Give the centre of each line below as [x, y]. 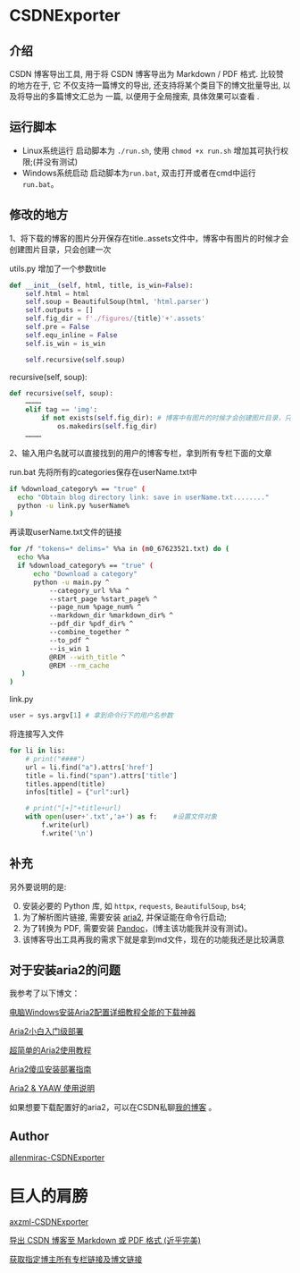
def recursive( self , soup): [62, 393]
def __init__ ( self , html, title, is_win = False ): [101, 285]
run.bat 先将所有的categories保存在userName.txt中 [104, 471]
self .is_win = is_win [65, 344]
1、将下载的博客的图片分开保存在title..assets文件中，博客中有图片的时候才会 [149, 238]
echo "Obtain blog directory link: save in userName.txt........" [143, 497]
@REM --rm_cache [79, 666]
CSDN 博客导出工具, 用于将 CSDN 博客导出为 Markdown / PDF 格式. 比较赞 [146, 74]
